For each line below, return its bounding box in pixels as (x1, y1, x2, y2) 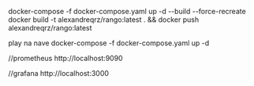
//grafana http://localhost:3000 (8, 69, 109, 77)
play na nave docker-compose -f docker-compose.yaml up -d (8, 38, 210, 48)
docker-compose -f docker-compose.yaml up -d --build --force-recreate (8, 7, 246, 16)
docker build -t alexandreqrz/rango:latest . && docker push (8, 15, 200, 24)
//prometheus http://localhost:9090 (8, 54, 124, 63)
